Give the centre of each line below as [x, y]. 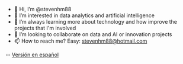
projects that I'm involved [45, 28]
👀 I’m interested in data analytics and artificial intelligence [84, 15]
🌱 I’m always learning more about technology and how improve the [95, 22]
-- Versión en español [32, 55]
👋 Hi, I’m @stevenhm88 [43, 9]
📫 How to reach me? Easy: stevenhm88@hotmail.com [81, 41]
